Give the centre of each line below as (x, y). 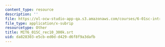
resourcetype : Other (26, 28)
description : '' (22, 14)
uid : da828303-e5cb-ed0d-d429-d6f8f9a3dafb (50, 37)
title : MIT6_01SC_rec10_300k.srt (39, 32)
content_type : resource (29, 10)
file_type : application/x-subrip (39, 23)
